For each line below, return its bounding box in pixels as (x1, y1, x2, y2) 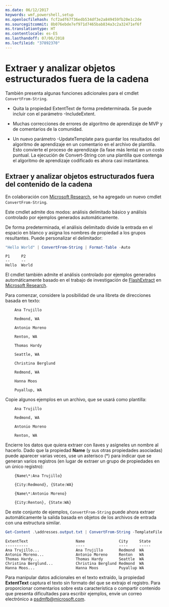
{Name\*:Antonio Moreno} (14, 491, 67, 496)
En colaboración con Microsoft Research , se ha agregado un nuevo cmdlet (5, 194, 161, 200)
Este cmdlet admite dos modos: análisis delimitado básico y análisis (5, 209, 147, 215)
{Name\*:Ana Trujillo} (14, 473, 62, 478)
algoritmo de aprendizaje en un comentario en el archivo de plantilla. (12, 141, 156, 147)
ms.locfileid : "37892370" (5, 41, 60, 46)
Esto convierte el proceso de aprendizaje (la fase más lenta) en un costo (12, 146, 164, 153)
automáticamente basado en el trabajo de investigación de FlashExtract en (5, 277, 161, 283)
